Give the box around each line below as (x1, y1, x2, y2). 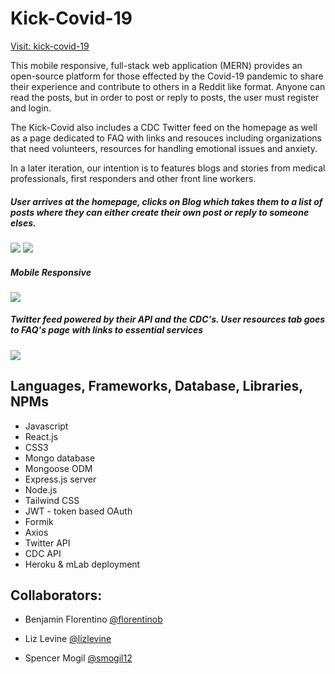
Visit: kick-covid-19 (10, 40, 90, 52)
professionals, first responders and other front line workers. (10, 172, 257, 184)
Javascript (24, 420, 69, 432)
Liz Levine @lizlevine (24, 633, 112, 645)
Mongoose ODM (24, 462, 93, 474)
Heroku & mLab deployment (24, 558, 141, 570)
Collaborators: (10, 587, 103, 604)
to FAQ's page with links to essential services (10, 324, 204, 336)
